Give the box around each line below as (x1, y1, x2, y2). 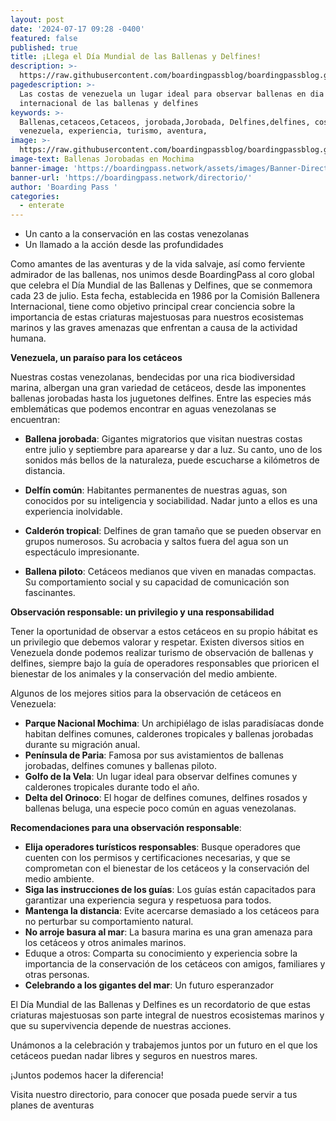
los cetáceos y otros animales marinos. (24, 937, 187, 949)
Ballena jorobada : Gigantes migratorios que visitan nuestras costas (24, 433, 303, 445)
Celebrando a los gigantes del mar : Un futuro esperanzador (24, 979, 275, 991)
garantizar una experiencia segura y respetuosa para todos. (24, 894, 272, 906)
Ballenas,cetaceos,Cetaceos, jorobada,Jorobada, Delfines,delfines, (19, 117, 311, 127)
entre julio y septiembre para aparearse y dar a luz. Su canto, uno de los (24, 444, 323, 456)
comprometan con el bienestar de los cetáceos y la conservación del (24, 862, 310, 875)
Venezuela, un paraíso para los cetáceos (10, 352, 183, 364)
